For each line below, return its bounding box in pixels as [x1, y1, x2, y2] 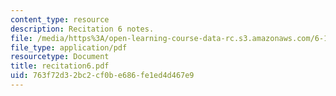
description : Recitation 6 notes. [10, 24, 155, 34]
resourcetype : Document [10, 52, 110, 62]
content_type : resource [10, 14, 110, 25]
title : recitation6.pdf [10, 61, 110, 71]
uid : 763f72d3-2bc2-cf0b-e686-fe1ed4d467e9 [10, 71, 195, 81]
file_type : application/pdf [10, 42, 128, 53]
